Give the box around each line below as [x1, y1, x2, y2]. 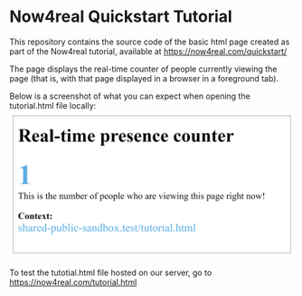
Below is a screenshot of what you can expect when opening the [9, 91, 250, 101]
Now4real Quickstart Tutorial [9, 6, 232, 27]
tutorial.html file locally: [9, 100, 97, 110]
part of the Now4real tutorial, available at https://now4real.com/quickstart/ [9, 45, 288, 56]
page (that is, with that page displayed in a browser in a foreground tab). [9, 72, 278, 83]
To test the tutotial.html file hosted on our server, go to [9, 267, 212, 278]
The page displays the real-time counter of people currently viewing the [9, 63, 278, 74]
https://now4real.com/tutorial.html [9, 276, 137, 287]
